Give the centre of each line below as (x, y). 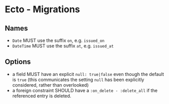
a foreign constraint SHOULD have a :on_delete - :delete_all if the (85, 90)
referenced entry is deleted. (42, 96)
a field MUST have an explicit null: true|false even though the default (88, 74)
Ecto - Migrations (42, 9)
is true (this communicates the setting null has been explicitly (78, 80)
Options (18, 62)
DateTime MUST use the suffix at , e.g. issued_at (63, 46)
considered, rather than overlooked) (50, 85)
